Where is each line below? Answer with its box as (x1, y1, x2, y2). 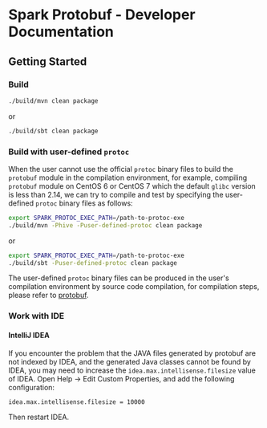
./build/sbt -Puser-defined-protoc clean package (8, 259, 178, 267)
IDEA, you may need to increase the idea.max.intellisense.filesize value (8, 365, 257, 375)
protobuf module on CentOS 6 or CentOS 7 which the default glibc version (8, 181, 257, 190)
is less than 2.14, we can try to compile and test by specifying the (8, 190, 224, 199)
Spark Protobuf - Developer (8, 6, 196, 24)
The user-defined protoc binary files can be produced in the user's (8, 273, 230, 283)
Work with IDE (8, 311, 65, 322)
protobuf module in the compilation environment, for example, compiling (8, 173, 248, 182)
